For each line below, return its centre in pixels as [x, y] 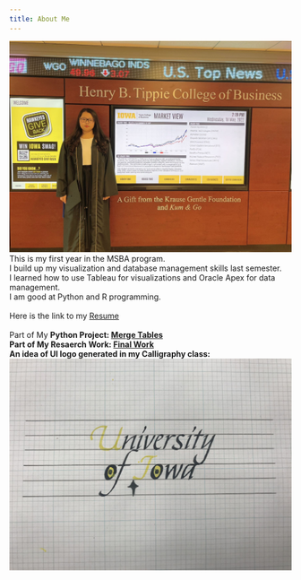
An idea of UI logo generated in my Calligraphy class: [110, 354]
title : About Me [39, 19]
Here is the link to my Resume [64, 316]
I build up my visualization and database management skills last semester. [146, 268]
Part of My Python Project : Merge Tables [86, 335]
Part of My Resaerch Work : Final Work [82, 344]
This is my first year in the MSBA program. [87, 259]
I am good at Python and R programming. [85, 297]
